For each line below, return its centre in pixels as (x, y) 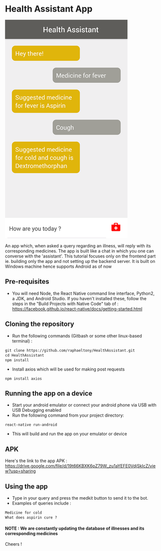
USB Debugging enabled (37, 410)
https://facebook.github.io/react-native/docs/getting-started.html (77, 308)
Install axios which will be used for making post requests (68, 369)
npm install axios (23, 379)
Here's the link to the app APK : (36, 461)
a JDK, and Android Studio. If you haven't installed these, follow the (79, 298)
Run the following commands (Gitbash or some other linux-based (77, 336)
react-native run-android (31, 425)
